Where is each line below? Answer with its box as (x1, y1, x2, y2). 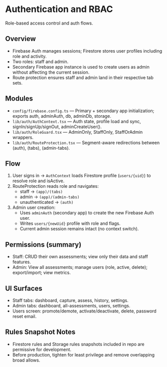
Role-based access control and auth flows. (5, 20, 93, 26)
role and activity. (12, 53, 47, 59)
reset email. (12, 313, 37, 319)
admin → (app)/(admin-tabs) (19, 194, 80, 200)
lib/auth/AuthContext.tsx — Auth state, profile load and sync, (12, 118, 141, 124)
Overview (5, 35, 36, 43)
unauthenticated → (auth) (19, 199, 74, 205)
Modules (5, 94, 33, 103)
